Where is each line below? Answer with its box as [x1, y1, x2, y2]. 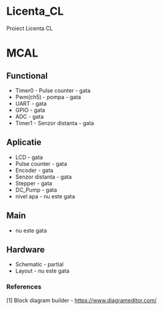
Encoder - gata [15, 166, 54, 174]
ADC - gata [15, 112, 44, 120]
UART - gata [15, 99, 47, 107]
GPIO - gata [15, 106, 45, 114]
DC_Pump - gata [15, 186, 57, 193]
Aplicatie [6, 137, 42, 148]
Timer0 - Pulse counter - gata [15, 87, 91, 94]
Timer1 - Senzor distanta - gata [15, 119, 94, 126]
